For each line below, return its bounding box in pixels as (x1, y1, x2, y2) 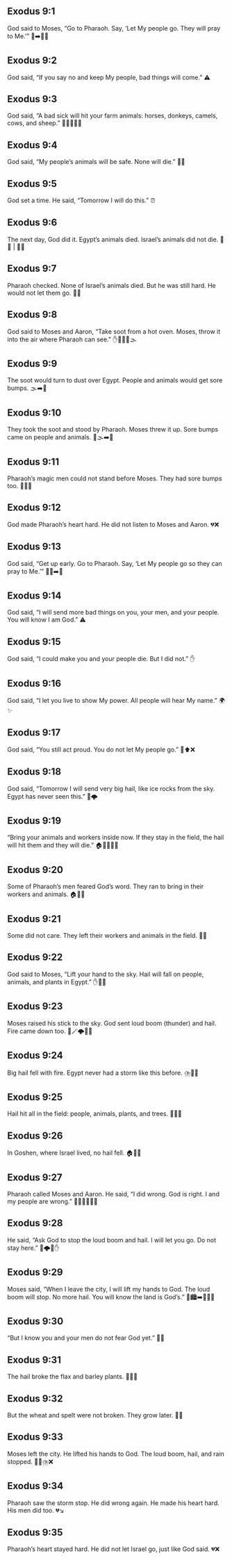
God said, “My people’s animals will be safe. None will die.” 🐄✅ (7, 158, 185, 166)
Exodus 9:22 (7, 952, 63, 964)
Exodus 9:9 (7, 357, 58, 369)
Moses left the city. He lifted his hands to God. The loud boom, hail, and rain (7, 1449, 224, 1458)
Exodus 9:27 (7, 1171, 63, 1183)
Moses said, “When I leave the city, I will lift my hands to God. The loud (7, 1285, 210, 1293)
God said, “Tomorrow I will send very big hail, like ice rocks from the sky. (7, 784, 215, 793)
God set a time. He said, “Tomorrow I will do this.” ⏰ (7, 196, 156, 204)
